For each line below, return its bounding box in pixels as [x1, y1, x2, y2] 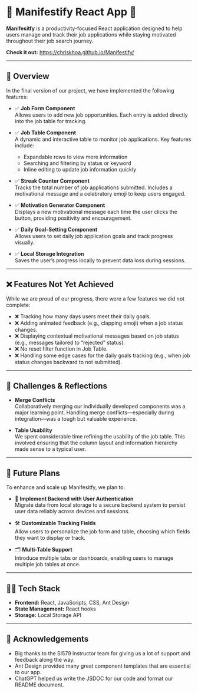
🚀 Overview [6, 71, 49, 81]
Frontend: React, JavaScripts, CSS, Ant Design [14, 599, 130, 606]
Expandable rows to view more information [23, 153, 128, 160]
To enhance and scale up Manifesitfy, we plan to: [6, 484, 126, 491]
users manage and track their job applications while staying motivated [6, 31, 176, 38]
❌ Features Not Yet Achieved [6, 279, 114, 289]
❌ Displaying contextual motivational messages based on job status [14, 332, 179, 339]
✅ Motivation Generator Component [14, 202, 105, 209]
